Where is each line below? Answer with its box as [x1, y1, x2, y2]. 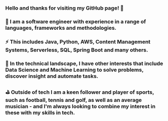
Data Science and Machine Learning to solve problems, [5, 66, 144, 73]
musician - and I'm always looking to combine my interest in [5, 103, 156, 110]
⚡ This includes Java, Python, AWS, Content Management [5, 38, 151, 45]
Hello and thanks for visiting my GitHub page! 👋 [5, 5, 124, 12]
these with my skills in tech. [5, 109, 75, 116]
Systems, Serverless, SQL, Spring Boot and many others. [5, 46, 148, 53]
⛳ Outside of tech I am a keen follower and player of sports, [5, 88, 154, 95]
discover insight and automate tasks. [5, 73, 99, 80]
